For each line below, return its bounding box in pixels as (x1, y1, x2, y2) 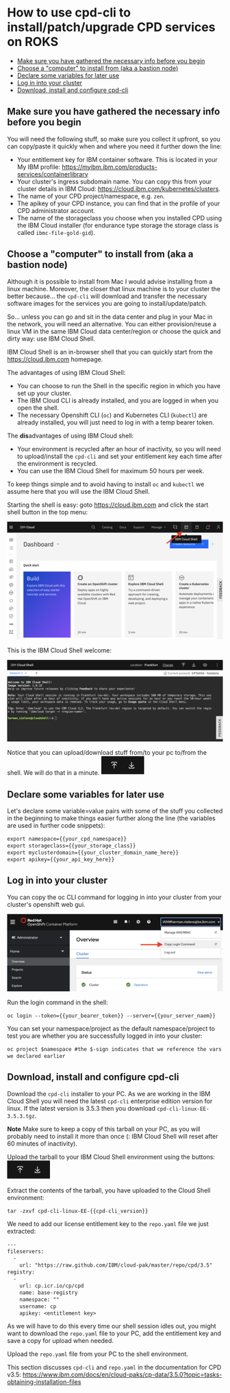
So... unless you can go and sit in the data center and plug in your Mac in (7, 313, 213, 321)
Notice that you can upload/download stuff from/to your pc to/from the (7, 749, 207, 757)
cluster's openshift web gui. (7, 900, 86, 908)
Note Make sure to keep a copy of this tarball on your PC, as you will (7, 1124, 201, 1133)
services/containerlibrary (16, 170, 89, 178)
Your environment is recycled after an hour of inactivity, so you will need (16, 444, 221, 453)
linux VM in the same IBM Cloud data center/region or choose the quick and (7, 327, 221, 335)
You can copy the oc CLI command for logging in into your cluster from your (7, 893, 222, 901)
